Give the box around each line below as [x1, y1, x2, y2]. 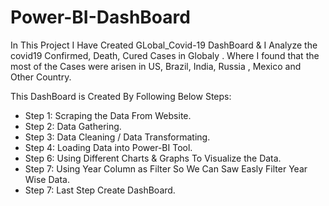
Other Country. [10, 71, 72, 83]
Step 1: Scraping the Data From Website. [24, 109, 192, 121]
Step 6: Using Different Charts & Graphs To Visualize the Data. [24, 152, 282, 164]
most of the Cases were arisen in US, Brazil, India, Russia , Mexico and [10, 60, 302, 72]
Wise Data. [24, 173, 70, 185]
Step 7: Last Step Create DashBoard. [24, 184, 176, 196]
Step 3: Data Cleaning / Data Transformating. [24, 131, 211, 143]
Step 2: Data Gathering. [24, 120, 122, 132]
